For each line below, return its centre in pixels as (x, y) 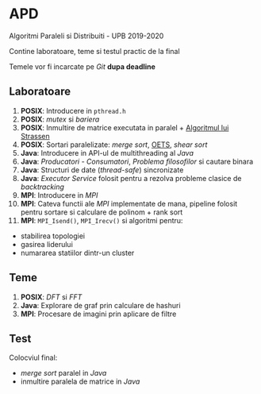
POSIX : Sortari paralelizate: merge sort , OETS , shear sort (114, 145)
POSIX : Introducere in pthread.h (73, 110)
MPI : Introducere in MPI (59, 195)
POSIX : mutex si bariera (60, 119)
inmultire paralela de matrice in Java (80, 381)
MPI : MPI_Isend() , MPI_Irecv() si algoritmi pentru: (102, 220)
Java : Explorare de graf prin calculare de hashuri (100, 305)
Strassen (35, 136)
